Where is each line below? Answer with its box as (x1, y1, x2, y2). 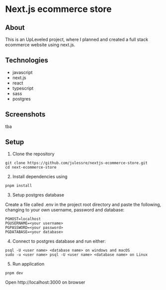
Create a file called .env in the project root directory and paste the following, (5, 201, 162, 207)
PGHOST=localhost (5, 216, 41, 222)
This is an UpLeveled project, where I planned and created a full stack (5, 36, 148, 42)
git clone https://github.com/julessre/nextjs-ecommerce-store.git (5, 161, 148, 166)
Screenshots (5, 110, 46, 119)
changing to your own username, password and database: (5, 207, 125, 213)
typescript (12, 85, 34, 91)
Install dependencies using (12, 174, 68, 180)
